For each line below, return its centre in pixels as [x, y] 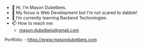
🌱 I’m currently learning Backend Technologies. [59, 18]
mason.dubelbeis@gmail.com [49, 30]
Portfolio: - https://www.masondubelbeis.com [51, 39]
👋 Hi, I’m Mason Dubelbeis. [39, 8]
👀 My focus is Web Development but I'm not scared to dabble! [74, 13]
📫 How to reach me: [33, 23]
